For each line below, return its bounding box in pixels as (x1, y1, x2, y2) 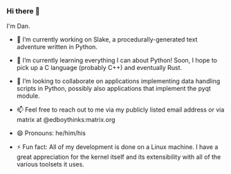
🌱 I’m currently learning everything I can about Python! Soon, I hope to (16, 56, 217, 64)
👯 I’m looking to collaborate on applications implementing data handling (16, 77, 221, 85)
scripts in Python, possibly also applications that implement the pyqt (16, 85, 212, 93)
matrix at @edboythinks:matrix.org (16, 116, 115, 124)
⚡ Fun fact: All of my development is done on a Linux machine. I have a (16, 143, 219, 151)
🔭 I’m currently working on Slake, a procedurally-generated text (16, 35, 198, 44)
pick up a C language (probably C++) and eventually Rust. (16, 64, 183, 72)
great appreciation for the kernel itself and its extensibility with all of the (16, 153, 221, 162)
